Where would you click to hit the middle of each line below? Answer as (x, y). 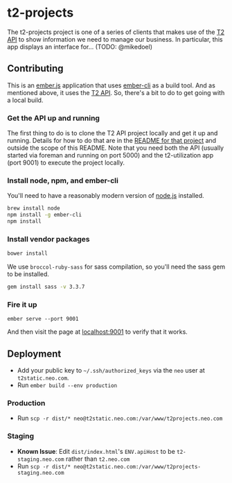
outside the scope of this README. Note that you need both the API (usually (115, 148)
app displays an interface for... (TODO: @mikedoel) (80, 46)
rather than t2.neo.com (98, 459)
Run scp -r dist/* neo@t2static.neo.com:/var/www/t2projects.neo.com (120, 418)
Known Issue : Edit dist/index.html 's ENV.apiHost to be (96, 451)
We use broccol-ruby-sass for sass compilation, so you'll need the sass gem (116, 267)
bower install (28, 254)
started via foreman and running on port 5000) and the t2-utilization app (110, 155)
